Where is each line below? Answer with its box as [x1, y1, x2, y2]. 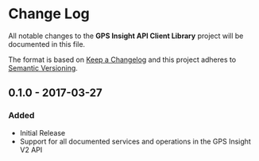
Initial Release [19, 128, 66, 137]
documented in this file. [8, 39, 86, 48]
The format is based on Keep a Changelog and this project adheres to [8, 55, 237, 64]
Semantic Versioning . [8, 63, 78, 72]
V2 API [19, 144, 43, 155]
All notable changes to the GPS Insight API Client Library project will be [8, 31, 244, 40]
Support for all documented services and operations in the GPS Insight [19, 136, 252, 146]
